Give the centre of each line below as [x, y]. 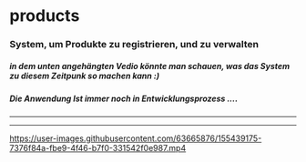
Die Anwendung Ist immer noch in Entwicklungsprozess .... [124, 99]
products [45, 16]
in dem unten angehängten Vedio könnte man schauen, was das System [150, 66]
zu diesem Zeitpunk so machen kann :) [85, 76]
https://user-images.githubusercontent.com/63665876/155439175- [136, 138]
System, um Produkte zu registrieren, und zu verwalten [134, 45]
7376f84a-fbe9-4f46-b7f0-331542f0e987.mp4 [98, 148]
